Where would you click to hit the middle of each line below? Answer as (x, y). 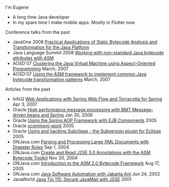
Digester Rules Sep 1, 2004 (41, 147)
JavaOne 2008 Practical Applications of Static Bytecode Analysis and (85, 42)
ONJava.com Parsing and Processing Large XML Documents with (81, 142)
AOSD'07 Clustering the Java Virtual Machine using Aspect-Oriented (84, 63)
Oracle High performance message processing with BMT (72, 110)
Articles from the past (28, 89)
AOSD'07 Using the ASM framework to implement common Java (79, 74)
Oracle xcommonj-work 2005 (43, 126)
